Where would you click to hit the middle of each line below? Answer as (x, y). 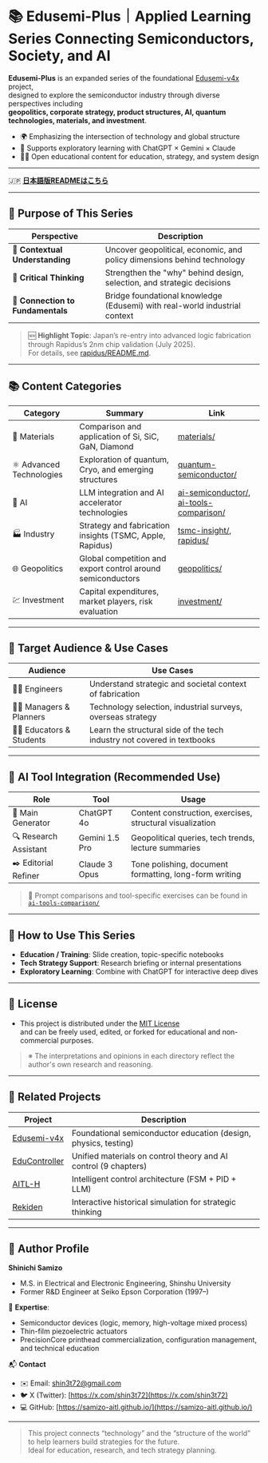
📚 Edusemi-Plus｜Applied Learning (130, 16)
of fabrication (114, 694)
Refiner (26, 876)
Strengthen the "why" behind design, (174, 273)
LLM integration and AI (122, 492)
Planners (29, 717)
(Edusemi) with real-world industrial (173, 305)
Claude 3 (96, 864)
